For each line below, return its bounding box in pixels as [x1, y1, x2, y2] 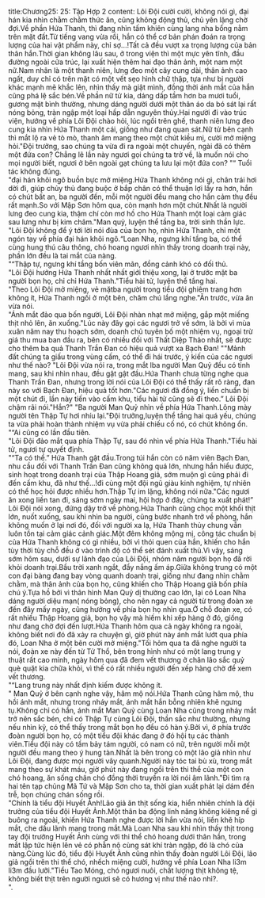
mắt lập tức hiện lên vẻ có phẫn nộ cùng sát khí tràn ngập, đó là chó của [8, 840, 244, 850]
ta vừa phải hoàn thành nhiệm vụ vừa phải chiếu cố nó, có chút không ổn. [8, 419, 248, 429]
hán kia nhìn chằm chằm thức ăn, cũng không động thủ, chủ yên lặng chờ [8, 15, 248, 25]
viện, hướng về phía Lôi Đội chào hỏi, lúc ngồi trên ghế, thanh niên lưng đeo [8, 117, 255, 125]
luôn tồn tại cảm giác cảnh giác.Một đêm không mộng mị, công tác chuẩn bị [8, 529, 256, 538]
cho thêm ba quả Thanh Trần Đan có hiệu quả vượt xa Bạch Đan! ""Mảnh [8, 344, 246, 353]
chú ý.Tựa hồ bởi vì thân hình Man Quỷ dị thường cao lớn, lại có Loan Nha [8, 588, 247, 597]
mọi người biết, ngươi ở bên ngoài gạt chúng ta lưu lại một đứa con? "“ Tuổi [8, 159, 252, 167]
